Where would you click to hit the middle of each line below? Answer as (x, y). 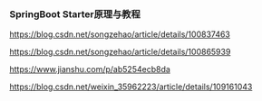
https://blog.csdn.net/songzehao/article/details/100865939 (120, 52)
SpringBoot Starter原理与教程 (75, 14)
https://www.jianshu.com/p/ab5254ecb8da (90, 69)
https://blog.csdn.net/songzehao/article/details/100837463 (120, 34)
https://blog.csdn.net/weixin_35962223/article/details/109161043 (131, 87)
